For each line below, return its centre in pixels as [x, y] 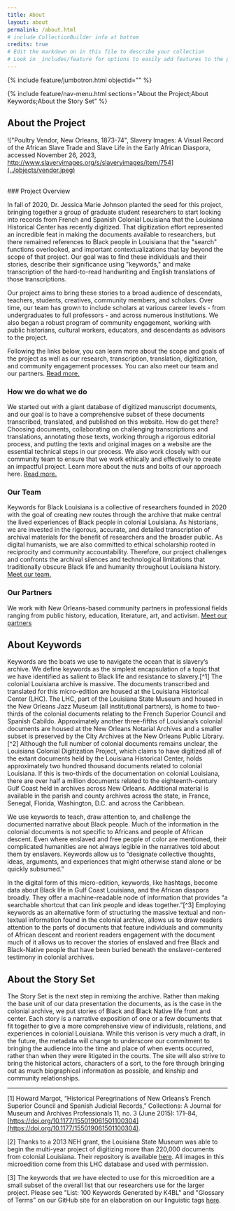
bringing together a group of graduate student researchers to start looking [114, 212]
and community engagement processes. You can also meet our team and [113, 366]
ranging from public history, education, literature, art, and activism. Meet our [117, 615]
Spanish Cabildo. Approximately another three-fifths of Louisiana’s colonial [115, 721]
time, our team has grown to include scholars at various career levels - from [116, 307]
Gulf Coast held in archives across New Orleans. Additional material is [108, 789]
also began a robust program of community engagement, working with [109, 322]
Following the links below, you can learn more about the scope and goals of [116, 351]
